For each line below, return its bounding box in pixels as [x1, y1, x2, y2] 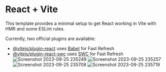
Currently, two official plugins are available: [5, 35, 96, 42]
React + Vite [5, 4, 58, 15]
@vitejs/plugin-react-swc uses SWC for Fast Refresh [12, 51, 123, 57]
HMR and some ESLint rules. [5, 25, 65, 31]
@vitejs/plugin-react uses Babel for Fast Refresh [12, 45, 115, 51]
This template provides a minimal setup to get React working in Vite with [5, 20, 156, 26]
